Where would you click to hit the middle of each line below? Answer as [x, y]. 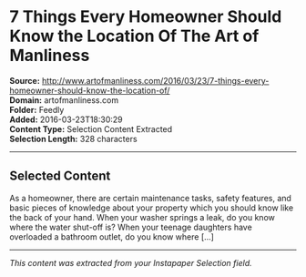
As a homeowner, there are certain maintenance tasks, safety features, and [150, 198]
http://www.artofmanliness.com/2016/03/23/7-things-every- [156, 80]
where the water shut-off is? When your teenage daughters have [131, 227]
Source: [25, 80]
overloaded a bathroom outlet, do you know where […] [112, 236]
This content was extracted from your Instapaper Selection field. [131, 262]
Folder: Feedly [37, 109]
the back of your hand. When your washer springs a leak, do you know [142, 217]
